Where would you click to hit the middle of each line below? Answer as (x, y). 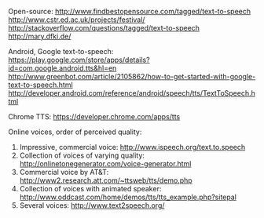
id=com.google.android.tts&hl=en (62, 68)
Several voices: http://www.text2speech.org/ (92, 205)
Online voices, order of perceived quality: (75, 132)
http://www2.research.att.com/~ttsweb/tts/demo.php (106, 180)
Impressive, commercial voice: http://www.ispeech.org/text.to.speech (132, 147)
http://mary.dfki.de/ (40, 36)
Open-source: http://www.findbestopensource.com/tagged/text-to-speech (130, 11)
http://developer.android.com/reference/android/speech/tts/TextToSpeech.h (132, 93)
